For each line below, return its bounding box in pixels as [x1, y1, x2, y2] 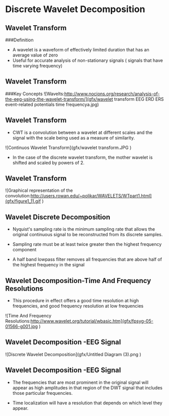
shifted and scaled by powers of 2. [12, 160, 84, 166]
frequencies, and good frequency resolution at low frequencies [12, 303, 144, 309]
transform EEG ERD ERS [114, 96, 164, 102]
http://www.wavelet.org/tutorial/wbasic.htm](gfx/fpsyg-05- [30, 318, 153, 324]
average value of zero [12, 52, 58, 58]
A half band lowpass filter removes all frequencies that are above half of [12, 256, 162, 262]
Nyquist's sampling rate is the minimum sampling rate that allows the [12, 226, 155, 232]
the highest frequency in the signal [12, 262, 85, 268]
